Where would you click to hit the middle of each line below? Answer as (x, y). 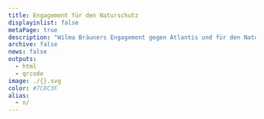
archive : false (33, 45)
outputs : (22, 59)
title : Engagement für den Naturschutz (73, 15)
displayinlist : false (44, 23)
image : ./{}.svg (35, 81)
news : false (27, 52)
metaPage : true (33, 30)
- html (26, 67)
